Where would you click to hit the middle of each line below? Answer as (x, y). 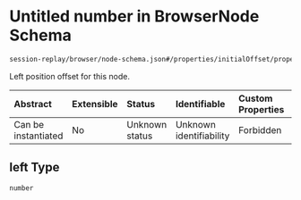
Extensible (95, 104)
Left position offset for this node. (69, 76)
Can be (29, 124)
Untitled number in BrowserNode (134, 17)
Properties (262, 109)
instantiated (39, 136)
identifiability (202, 136)
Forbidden (260, 129)
